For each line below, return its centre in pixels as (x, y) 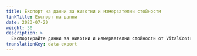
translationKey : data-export (42, 44)
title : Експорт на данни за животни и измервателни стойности (84, 11)
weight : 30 (19, 28)
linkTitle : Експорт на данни (42, 17)
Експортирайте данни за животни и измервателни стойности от (88, 38)
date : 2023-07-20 (27, 22)
